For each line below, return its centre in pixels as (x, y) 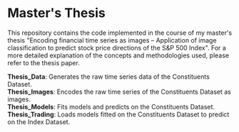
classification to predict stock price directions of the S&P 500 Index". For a (117, 48)
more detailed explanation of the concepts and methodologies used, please (118, 55)
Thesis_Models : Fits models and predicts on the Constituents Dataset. (111, 106)
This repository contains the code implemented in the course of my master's (120, 33)
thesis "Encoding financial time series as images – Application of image (112, 40)
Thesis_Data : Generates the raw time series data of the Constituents (109, 77)
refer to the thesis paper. (44, 62)
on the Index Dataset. (39, 121)
